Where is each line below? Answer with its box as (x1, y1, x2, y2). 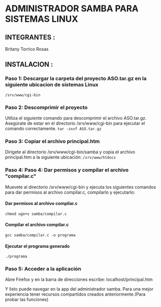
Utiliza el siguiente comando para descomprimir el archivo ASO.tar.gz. (5, 115, 147, 121)
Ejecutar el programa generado (5, 243, 70, 249)
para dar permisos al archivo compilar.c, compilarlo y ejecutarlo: (5, 189, 135, 195)
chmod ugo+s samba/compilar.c (5, 211, 67, 216)
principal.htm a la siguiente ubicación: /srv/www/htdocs (5, 154, 116, 160)
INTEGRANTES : (5, 33, 55, 41)
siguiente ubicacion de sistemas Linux (5, 81, 99, 88)
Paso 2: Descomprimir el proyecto (5, 104, 88, 111)
